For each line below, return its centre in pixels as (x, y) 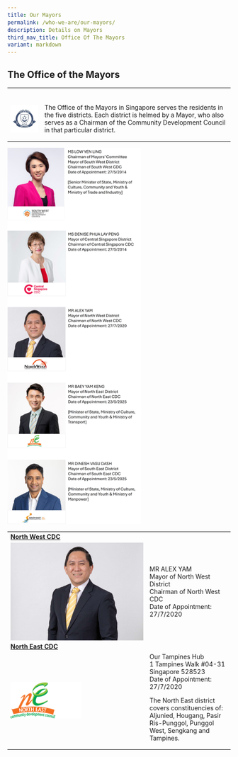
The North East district (182, 700)
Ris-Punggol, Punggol (182, 723)
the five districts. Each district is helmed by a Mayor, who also (134, 115)
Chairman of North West (185, 592)
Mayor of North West (180, 576)
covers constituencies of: (186, 707)
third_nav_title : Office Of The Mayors (66, 38)
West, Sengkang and (180, 730)
